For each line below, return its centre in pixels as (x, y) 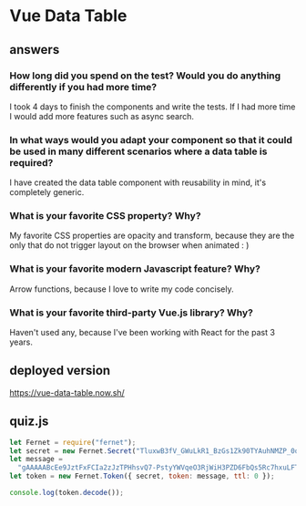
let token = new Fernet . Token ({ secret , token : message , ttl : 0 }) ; (142, 476)
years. (21, 342)
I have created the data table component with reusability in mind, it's (138, 182)
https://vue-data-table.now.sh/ (67, 392)
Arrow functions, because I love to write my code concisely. (122, 289)
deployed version (60, 371)
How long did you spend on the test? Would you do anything (145, 76)
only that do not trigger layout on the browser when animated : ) (129, 245)
